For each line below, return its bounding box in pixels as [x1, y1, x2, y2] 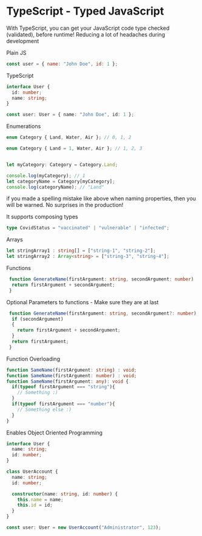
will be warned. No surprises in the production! [6, 201, 124, 209]
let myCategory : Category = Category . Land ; [6, 161, 118, 168]
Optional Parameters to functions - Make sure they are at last [6, 298, 159, 305]
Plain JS [6, 49, 27, 56]
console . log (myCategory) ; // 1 [6, 172, 86, 179]
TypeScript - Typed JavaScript [6, 4, 164, 18]
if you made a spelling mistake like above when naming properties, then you [6, 195, 196, 202]
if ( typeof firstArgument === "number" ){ [12, 401, 115, 407]
